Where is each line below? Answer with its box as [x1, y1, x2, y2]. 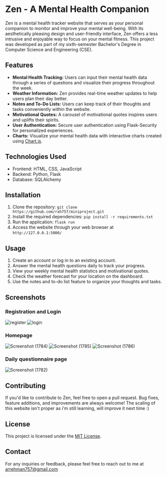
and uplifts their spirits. [12, 116, 60, 123]
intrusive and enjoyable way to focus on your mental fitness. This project [5, 36, 155, 42]
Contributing [5, 381, 46, 390]
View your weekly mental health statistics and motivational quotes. [12, 268, 150, 274]
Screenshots [5, 293, 46, 302]
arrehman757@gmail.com [5, 466, 58, 472]
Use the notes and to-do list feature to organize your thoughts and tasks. [12, 279, 162, 285]
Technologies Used [5, 152, 66, 161]
